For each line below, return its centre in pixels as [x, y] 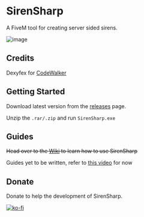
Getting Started [36, 92]
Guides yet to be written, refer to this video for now [69, 163]
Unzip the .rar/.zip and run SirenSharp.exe [61, 118]
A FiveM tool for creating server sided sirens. [62, 28]
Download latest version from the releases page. [66, 106]
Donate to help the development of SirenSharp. [64, 196]
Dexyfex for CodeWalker [37, 73]
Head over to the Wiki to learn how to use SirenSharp [72, 151]
